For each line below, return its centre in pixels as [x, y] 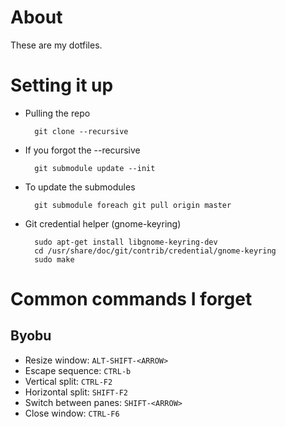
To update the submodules [80, 187]
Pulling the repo [57, 113]
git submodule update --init [95, 168]
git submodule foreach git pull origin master [133, 205]
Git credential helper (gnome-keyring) [103, 223]
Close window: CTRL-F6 [72, 413]
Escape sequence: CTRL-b [78, 370]
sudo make [54, 259]
